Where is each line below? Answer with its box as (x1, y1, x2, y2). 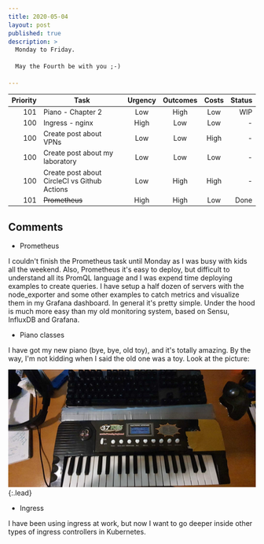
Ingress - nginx (42, 118, 93, 128)
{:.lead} (8, 488, 33, 498)
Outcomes (162, 95, 198, 105)
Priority (11, 95, 37, 105)
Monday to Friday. (15, 46, 76, 54)
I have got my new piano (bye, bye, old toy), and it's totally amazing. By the (8, 346, 251, 355)
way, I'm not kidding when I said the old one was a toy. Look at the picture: (8, 354, 250, 364)
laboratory (42, 157, 77, 166)
